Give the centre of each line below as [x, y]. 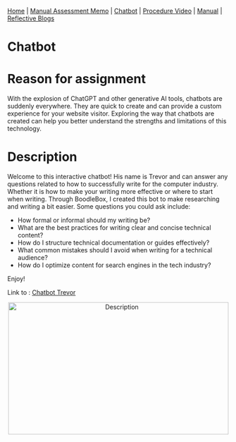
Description [42, 157]
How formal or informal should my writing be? [84, 220]
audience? [32, 258]
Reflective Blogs [31, 18]
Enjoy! [17, 279]
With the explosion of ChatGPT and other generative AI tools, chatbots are [115, 99]
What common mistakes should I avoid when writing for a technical [115, 250]
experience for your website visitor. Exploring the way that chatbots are [111, 113]
